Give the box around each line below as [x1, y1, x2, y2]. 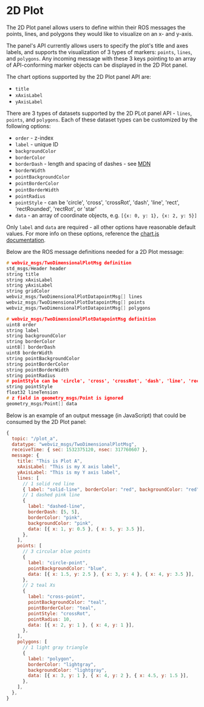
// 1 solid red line [22, 480, 75, 487]
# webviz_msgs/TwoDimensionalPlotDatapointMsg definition [6, 316, 156, 322]
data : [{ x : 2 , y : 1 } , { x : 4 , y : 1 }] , [28, 622, 135, 628]
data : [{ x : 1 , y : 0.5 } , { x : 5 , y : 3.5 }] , [28, 526, 146, 532]
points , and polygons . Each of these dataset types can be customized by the [6, 116, 198, 123]
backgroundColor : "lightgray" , [28, 667, 107, 673]
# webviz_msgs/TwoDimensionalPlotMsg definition [6, 259, 132, 266]
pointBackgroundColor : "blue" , [28, 565, 107, 572]
